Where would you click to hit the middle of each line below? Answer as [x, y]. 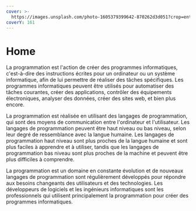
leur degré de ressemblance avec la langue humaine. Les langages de [90, 134]
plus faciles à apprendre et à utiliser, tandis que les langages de [83, 147]
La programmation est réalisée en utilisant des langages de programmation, [97, 116]
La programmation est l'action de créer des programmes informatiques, [92, 67]
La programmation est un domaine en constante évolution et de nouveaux [95, 171]
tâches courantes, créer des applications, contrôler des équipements [89, 92]
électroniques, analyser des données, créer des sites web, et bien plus [91, 98]
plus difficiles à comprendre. [40, 160]
